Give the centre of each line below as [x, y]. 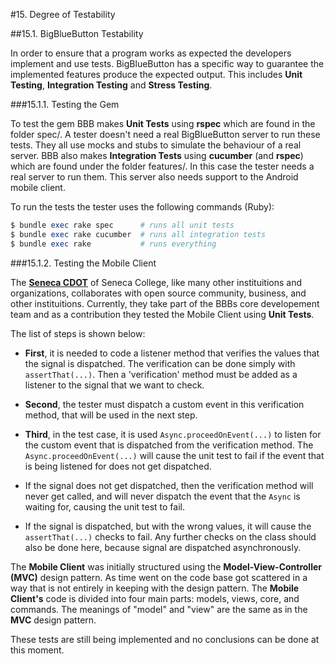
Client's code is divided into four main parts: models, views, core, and [155, 598]
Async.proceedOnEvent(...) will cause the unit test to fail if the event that [174, 455]
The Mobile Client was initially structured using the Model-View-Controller [166, 566]
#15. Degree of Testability [63, 14]
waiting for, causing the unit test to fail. [104, 506]
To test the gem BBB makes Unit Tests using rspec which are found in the [163, 123]
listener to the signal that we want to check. [114, 385]
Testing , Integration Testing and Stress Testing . [111, 85]
